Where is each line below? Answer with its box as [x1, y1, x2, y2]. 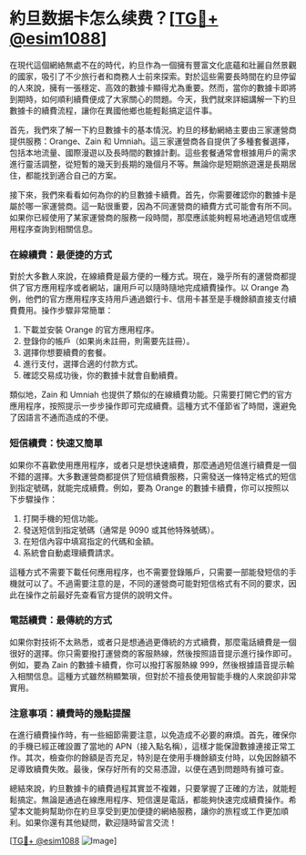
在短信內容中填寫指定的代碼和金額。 [22, 535, 159, 546]
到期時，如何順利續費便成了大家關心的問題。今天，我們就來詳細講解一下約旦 [9, 93, 297, 105]
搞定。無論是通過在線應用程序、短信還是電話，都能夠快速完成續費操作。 [16, 794, 289, 806]
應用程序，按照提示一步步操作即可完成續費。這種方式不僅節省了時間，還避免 [9, 401, 297, 412]
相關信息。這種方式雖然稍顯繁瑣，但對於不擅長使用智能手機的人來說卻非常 [16, 670, 297, 681]
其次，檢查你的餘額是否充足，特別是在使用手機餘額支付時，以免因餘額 [25, 752, 289, 763]
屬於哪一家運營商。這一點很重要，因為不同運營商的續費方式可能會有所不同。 [9, 200, 297, 211]
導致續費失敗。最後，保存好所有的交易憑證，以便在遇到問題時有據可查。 [16, 764, 289, 775]
